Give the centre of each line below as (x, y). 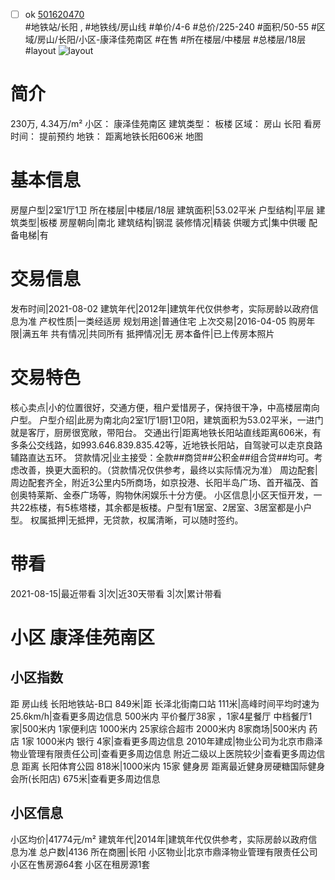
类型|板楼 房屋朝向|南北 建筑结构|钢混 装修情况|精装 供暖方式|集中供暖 (162, 222)
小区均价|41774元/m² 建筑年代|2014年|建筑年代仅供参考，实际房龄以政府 (159, 839)
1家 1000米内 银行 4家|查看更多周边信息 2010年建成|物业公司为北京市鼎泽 (172, 741)
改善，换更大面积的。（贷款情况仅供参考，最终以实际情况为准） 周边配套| (168, 470)
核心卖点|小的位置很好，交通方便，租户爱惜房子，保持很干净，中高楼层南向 (165, 407)
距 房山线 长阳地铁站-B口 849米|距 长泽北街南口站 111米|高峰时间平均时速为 (165, 703)
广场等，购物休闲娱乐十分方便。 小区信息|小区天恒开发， (196, 495)
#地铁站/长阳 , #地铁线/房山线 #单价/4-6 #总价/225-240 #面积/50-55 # (170, 27)
